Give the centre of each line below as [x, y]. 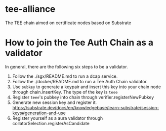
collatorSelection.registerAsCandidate [51, 123]
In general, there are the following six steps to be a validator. [67, 66]
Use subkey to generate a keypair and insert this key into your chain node [86, 87]
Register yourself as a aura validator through [58, 118]
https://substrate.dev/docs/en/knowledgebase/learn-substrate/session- [85, 107]
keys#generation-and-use [39, 113]
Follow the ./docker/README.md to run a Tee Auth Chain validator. [80, 81]
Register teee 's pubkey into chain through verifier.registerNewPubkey [83, 97]
